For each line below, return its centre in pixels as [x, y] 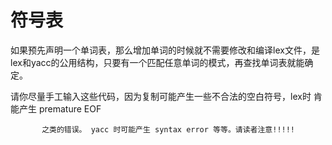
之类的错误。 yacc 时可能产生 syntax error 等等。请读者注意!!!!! [168, 129]
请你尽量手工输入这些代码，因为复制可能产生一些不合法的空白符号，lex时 [161, 96]
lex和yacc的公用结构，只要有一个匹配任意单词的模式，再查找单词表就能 [157, 62]
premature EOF [70, 108]
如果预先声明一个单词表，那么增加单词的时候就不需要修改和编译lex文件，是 [165, 50]
